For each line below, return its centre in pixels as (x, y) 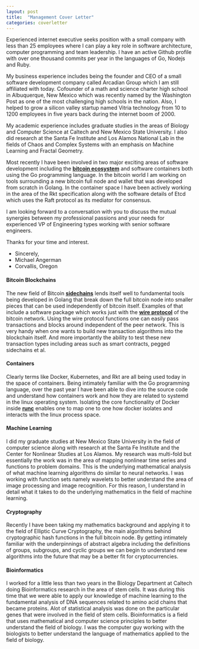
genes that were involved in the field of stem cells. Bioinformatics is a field (97, 615)
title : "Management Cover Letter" (50, 17)
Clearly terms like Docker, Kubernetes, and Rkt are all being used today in (96, 376)
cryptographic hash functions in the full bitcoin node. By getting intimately (97, 537)
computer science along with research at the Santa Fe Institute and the (93, 447)
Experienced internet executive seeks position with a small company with (96, 40)
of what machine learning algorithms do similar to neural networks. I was (95, 473)
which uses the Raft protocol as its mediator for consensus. (79, 200)
